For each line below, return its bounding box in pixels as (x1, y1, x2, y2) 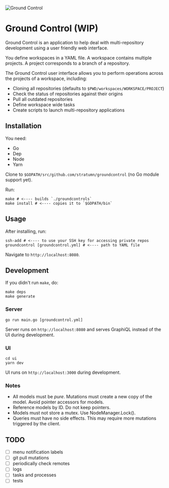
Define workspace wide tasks (12, 101, 75, 107)
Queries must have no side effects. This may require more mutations (12, 415, 157, 421)
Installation (5, 122, 42, 130)
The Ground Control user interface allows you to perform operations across (5, 70, 164, 76)
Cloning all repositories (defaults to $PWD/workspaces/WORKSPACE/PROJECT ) (12, 85, 164, 91)
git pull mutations (12, 455, 49, 461)
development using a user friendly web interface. (5, 45, 108, 51)
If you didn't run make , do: (5, 280, 59, 286)
